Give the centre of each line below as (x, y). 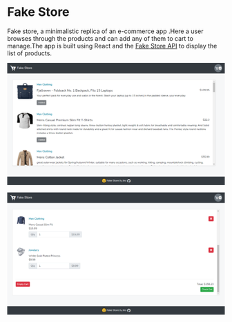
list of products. (29, 53)
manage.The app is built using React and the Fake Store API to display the (112, 46)
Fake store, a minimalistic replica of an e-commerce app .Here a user (105, 31)
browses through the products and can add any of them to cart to (100, 38)
